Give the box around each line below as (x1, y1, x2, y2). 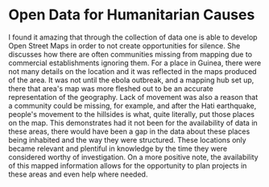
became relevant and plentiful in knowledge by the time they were (8, 143, 228, 153)
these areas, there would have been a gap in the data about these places (8, 127, 250, 136)
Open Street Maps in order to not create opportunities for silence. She (8, 40, 241, 50)
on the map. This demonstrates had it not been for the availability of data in (8, 118, 258, 127)
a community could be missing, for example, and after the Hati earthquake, (8, 101, 257, 110)
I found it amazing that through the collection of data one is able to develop (8, 32, 258, 42)
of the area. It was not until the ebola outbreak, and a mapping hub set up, (8, 75, 255, 85)
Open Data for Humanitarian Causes (8, 6, 255, 24)
